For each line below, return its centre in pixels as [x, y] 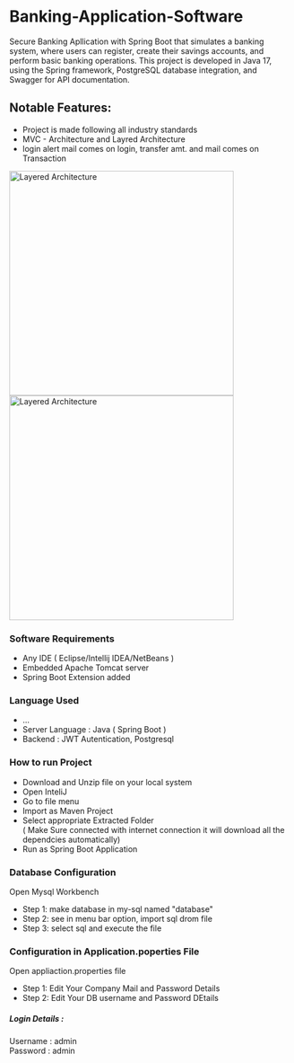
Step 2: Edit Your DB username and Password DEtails [121, 998]
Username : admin [43, 1041]
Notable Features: [61, 108]
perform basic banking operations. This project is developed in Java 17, [141, 60]
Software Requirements [62, 638]
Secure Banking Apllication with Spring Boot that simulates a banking [137, 41]
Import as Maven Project [68, 811]
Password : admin [43, 1051]
